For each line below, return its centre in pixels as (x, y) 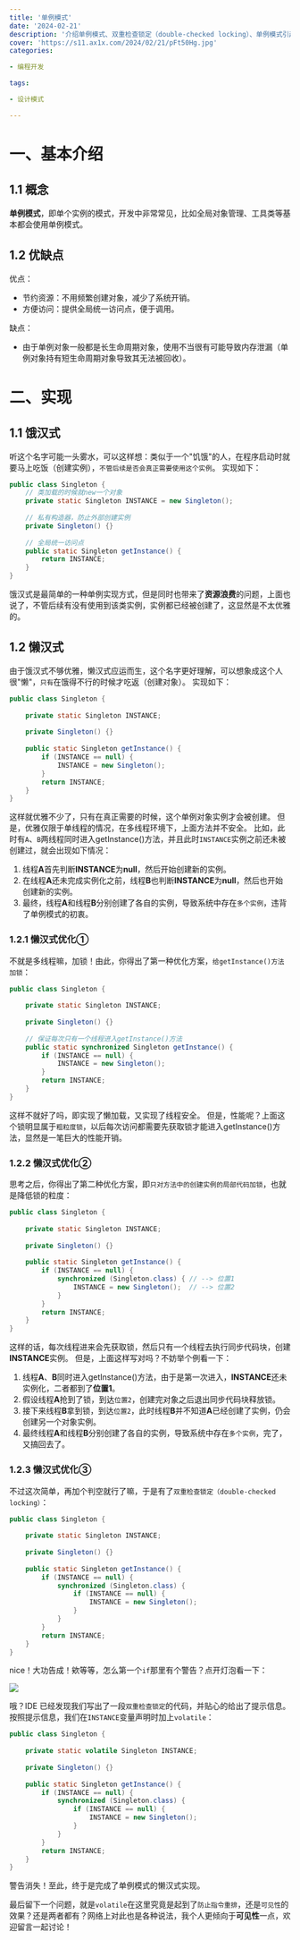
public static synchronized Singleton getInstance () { (129, 1047)
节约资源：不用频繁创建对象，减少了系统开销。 (108, 297)
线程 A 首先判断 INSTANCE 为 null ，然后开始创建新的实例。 (127, 870)
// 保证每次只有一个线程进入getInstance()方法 (104, 1039)
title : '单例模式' (41, 17)
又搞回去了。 (46, 1444)
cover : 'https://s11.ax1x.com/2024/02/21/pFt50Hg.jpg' (113, 43)
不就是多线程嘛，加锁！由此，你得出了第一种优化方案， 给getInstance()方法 (147, 961)
